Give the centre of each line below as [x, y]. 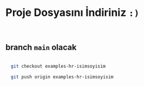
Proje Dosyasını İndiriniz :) [72, 13]
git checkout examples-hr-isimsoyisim [58, 66]
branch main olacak [41, 47]
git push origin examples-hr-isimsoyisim [62, 77]
